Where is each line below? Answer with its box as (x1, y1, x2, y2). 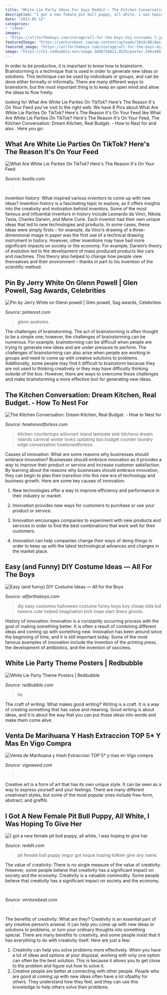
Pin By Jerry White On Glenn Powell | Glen (5, 278, 138, 287)
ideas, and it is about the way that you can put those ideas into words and (5, 712, 157, 718)
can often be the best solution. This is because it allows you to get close (12, 957, 161, 963)
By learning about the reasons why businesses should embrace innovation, (5, 467, 159, 473)
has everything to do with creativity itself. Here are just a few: (5, 937, 131, 943)
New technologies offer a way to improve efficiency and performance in (12, 487, 160, 493)
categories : (5, 21, 30, 26)
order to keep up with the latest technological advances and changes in (12, 543, 159, 549)
